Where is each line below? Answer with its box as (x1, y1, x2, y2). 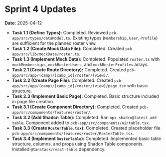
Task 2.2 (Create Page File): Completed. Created (11, 77, 113, 83)
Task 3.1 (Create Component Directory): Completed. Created (11, 104, 139, 110)
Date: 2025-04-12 (4, 20, 42, 26)
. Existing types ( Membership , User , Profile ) (70, 35, 158, 41)
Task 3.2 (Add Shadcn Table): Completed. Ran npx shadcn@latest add (11, 114, 157, 120)
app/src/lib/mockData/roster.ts (11, 51, 79, 57)
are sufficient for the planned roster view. (11, 40, 97, 46)
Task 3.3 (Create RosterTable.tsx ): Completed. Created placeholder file (11, 125, 161, 131)
